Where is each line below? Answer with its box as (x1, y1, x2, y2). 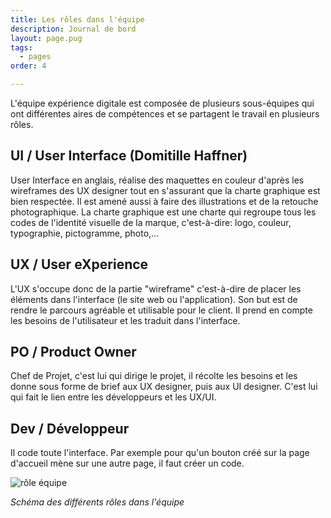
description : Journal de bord (10, 24, 137, 34)
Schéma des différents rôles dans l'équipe (10, 496, 185, 508)
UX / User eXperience (10, 256, 149, 273)
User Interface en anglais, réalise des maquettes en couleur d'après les (10, 174, 305, 186)
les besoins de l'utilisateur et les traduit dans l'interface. (10, 314, 241, 326)
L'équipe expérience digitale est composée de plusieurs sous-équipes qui (10, 97, 315, 109)
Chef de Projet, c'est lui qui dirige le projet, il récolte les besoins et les (10, 370, 298, 382)
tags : (10, 42, 33, 53)
